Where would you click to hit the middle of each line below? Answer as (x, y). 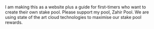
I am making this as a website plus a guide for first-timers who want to (76, 7)
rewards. (14, 22)
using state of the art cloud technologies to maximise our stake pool (73, 17)
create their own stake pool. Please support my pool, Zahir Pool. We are (77, 12)
